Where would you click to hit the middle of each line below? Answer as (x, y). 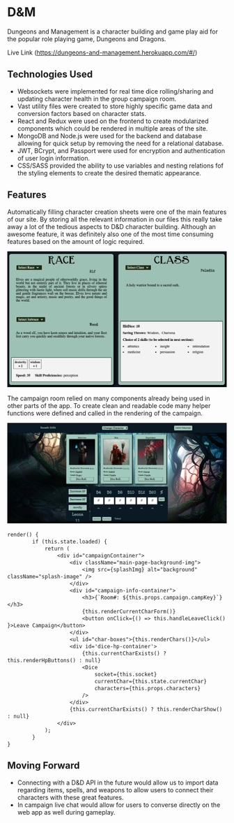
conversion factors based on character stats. (82, 113)
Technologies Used (50, 74)
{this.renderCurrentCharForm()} (129, 612)
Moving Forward (44, 766)
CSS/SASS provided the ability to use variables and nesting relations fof (120, 166)
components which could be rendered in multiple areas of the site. (112, 128)
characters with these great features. (70, 797)
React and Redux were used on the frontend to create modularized (113, 121)
